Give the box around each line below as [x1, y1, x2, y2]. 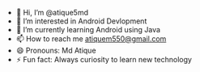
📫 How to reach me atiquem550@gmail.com [15, 34, 167, 44]
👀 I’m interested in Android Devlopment [15, 16, 147, 26]
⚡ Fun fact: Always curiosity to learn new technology [15, 55, 193, 64]
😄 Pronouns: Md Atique [15, 45, 96, 55]
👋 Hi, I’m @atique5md [15, 8, 89, 17]
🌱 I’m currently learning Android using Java [15, 25, 160, 34]
